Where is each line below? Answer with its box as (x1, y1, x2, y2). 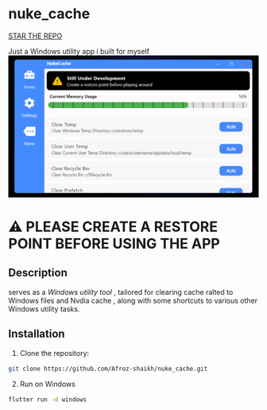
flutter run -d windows (8, 395, 87, 404)
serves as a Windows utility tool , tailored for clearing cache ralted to (8, 287, 234, 296)
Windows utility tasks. (8, 304, 80, 314)
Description (8, 266, 68, 280)
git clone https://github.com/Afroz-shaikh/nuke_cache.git (8, 365, 208, 373)
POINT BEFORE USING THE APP (8, 235, 220, 253)
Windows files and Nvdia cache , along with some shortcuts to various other (8, 296, 258, 305)
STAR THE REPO (8, 31, 63, 41)
